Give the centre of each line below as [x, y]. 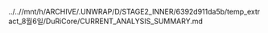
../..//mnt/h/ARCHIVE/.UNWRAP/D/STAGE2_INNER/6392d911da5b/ [118, 12]
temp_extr [243, 12]
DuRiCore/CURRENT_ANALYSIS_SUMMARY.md [124, 21]
